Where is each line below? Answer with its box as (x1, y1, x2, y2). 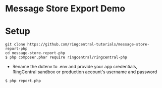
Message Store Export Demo (5, 3, 125, 14)
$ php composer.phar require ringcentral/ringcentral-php (5, 55, 127, 60)
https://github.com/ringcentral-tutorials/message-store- (27, 42, 150, 47)
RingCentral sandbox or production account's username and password (12, 69, 158, 75)
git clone (5, 42, 26, 47)
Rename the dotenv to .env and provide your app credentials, (12, 64, 138, 70)
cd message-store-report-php (5, 50, 65, 56)
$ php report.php (5, 79, 41, 84)
